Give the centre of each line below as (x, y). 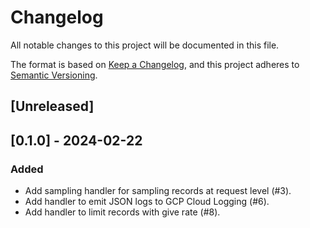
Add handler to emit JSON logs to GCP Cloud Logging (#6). (147, 202)
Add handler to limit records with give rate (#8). (122, 212)
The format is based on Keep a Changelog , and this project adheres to (155, 64)
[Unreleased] (52, 106)
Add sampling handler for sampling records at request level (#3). (158, 191)
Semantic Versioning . (54, 75)
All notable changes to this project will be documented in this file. (145, 45)
